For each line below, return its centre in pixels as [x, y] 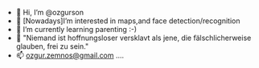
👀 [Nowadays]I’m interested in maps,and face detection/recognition [128, 21]
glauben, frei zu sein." [52, 46]
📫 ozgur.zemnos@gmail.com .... [70, 55]
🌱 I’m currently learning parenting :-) [76, 29]
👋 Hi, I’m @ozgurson [50, 12]
